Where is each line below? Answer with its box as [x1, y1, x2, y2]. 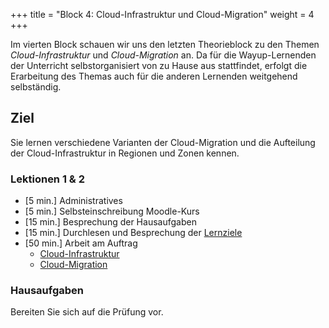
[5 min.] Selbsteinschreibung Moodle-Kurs [24, 205, 200, 218]
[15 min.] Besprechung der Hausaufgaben [24, 216, 197, 228]
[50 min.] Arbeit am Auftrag [24, 237, 138, 249]
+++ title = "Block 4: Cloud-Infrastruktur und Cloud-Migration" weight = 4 [10, 9, 315, 20]
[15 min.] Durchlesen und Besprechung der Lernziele [24, 227, 243, 239]
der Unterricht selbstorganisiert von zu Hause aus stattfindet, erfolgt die [10, 60, 308, 71]
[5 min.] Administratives [24, 195, 123, 207]
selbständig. [10, 81, 62, 93]
